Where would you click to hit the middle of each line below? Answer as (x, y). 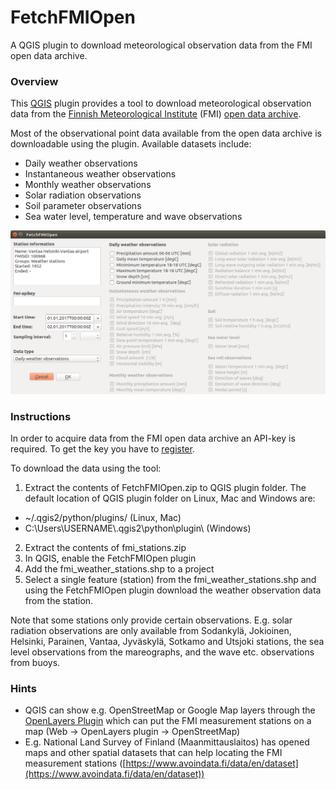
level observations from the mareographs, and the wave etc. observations (162, 652)
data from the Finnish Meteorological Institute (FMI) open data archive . (156, 114)
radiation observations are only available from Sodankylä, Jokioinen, (151, 630)
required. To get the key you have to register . (102, 448)
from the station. (59, 600)
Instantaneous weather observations (100, 174)
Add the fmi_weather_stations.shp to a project (119, 568)
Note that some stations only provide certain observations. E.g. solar (151, 620)
